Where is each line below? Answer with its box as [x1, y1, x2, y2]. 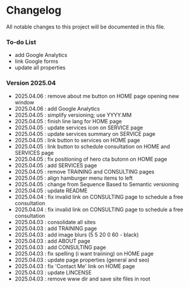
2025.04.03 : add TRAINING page [14, 225, 97, 232]
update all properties [14, 64, 66, 71]
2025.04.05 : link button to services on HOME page [14, 136, 140, 143]
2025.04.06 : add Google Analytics [14, 105, 100, 112]
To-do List [6, 38, 37, 46]
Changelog [6, 4, 62, 17]
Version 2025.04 [6, 79, 56, 87]
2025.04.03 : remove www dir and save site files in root [14, 275, 150, 282]
